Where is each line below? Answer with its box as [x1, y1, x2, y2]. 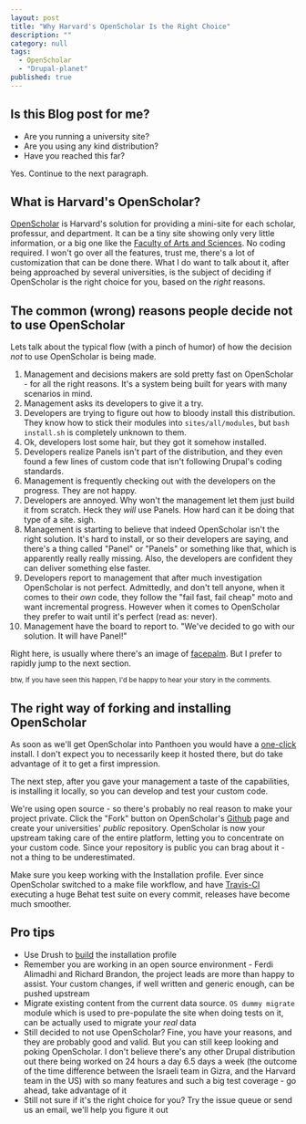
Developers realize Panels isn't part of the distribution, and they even [23, 446, 283, 457]
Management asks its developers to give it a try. [23, 398, 204, 409]
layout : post [10, 13, 60, 23]
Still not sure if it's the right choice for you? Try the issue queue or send [23, 1094, 292, 1105]
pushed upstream [23, 987, 90, 999]
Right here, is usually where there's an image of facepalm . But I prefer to [10, 649, 282, 660]
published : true [10, 73, 72, 82]
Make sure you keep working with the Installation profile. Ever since [10, 869, 264, 880]
